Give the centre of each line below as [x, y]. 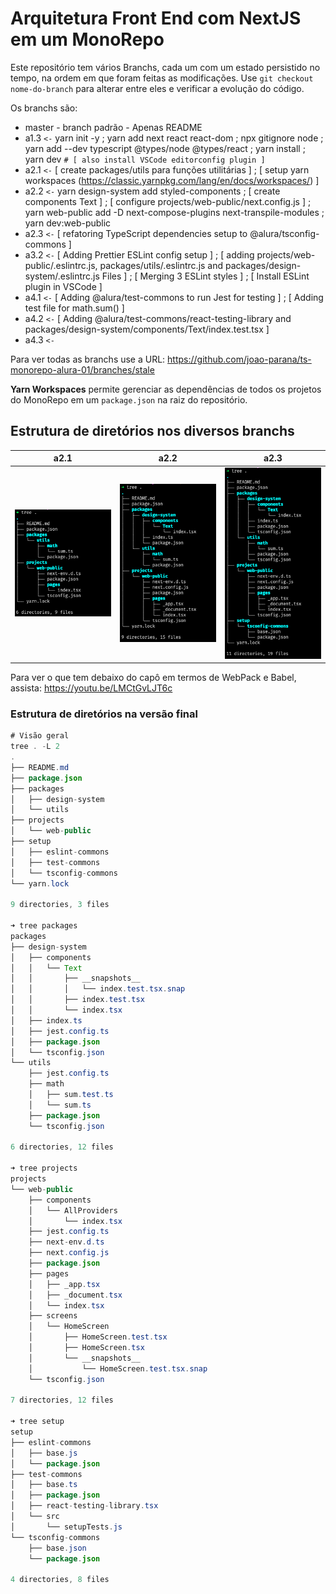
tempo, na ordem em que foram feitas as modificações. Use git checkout [162, 78]
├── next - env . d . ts [66, 1242]
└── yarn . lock [40, 883]
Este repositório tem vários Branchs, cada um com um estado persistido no [165, 67]
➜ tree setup [37, 1422]
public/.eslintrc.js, [61, 265]
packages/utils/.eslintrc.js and [161, 265]
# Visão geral [40, 736]
